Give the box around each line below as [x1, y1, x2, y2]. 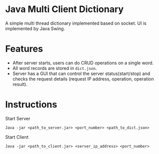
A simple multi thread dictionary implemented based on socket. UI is [5, 20, 147, 26]
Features [5, 43, 43, 55]
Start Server [5, 115, 31, 121]
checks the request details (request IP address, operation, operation [12, 75, 154, 82]
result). [12, 81, 28, 87]
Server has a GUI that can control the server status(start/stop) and [12, 70, 150, 76]
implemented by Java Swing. [5, 25, 65, 31]
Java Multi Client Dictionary [5, 4, 124, 15]
